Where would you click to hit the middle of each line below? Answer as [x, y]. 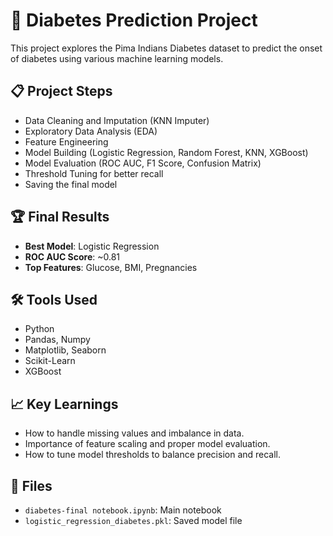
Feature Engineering [66, 141]
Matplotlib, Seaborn [65, 350]
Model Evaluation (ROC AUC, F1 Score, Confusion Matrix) [143, 163]
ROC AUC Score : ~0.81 [72, 256]
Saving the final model [71, 184]
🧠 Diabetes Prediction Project [134, 20]
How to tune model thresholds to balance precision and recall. [153, 455]
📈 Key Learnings [64, 404]
